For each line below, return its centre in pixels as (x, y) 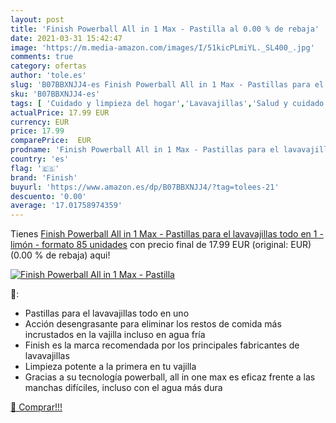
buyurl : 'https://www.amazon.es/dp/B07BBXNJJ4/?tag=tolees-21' (145, 187)
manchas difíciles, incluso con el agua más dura (123, 388)
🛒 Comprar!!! (36, 407)
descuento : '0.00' (48, 196)
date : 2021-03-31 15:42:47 (66, 38)
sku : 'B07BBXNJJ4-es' (55, 94)
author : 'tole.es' (48, 76)
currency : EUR (40, 122)
